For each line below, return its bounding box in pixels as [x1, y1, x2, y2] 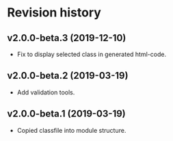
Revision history [7, 5, 101, 21]
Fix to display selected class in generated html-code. [16, 50, 166, 58]
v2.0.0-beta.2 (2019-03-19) [7, 70, 129, 81]
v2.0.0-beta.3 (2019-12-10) [7, 32, 127, 44]
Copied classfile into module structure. [16, 126, 127, 134]
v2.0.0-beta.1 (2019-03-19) [7, 108, 126, 120]
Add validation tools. [16, 88, 75, 97]
